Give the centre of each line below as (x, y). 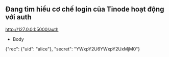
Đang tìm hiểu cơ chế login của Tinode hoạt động (85, 9)
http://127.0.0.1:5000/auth (32, 29)
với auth (18, 17)
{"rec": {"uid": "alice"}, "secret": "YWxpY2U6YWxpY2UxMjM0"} (73, 49)
